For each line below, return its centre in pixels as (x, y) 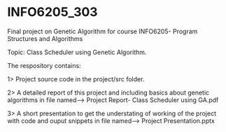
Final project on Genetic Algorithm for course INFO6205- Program (103, 31)
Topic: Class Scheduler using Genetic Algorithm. (77, 52)
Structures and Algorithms (45, 38)
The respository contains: (44, 65)
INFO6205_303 (52, 12)
